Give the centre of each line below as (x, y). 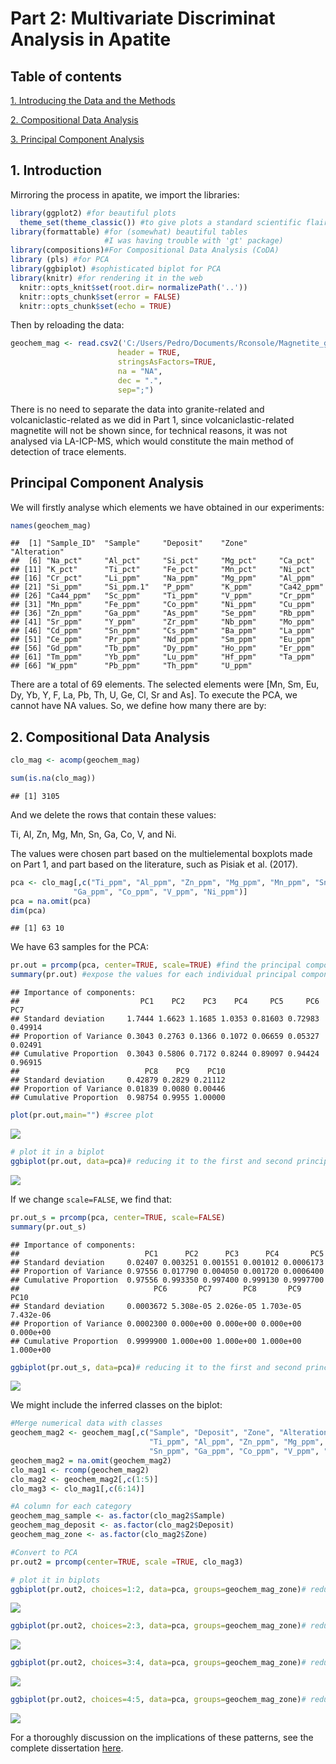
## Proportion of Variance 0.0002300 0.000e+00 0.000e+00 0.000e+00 (156, 1323)
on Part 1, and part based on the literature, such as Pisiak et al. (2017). (154, 864)
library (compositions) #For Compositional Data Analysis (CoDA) (145, 250)
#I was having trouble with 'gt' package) (194, 241)
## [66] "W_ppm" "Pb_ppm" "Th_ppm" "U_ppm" (131, 666)
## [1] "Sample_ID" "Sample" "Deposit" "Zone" (129, 543)
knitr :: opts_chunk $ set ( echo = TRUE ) (95, 306)
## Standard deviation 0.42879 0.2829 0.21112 (118, 1080)
